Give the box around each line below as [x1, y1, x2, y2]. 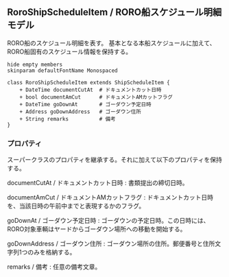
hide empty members [7, 61, 63, 68]
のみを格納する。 [27, 248, 76, 256]
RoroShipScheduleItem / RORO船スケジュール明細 [7, 6, 222, 19]
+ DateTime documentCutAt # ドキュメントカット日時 [19, 86, 162, 93]
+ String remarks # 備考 [19, 115, 116, 122]
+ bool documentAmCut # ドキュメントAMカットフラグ [19, 93, 173, 101]
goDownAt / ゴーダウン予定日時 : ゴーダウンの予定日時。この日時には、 [7, 217, 210, 225]
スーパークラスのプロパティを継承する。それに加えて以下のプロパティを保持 [7, 156, 223, 164]
